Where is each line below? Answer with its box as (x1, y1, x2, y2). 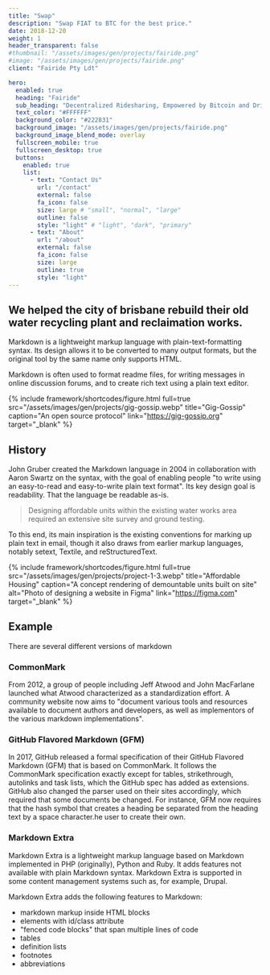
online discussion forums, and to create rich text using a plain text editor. (8, 378, 249, 388)
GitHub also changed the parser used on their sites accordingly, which (8, 787, 242, 796)
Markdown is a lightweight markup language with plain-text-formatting (8, 337, 243, 347)
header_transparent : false (8, 42, 99, 50)
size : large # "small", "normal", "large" (37, 206, 182, 214)
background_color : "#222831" (15, 116, 113, 125)
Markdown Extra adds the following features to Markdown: (8, 891, 202, 902)
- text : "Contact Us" (29, 176, 103, 184)
